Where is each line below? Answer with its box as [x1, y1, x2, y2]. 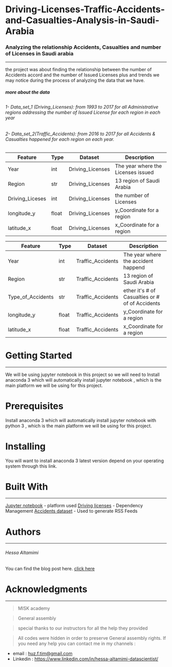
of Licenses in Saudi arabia [5, 50, 74, 57]
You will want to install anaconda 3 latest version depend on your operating [5, 457, 164, 464]
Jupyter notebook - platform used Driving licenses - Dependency [5, 503, 143, 509]
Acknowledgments [5, 583, 88, 595]
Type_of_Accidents [8, 293, 54, 300]
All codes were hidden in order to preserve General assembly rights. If [17, 635, 166, 641]
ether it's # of [123, 287, 156, 294]
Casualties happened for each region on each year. [5, 136, 115, 142]
